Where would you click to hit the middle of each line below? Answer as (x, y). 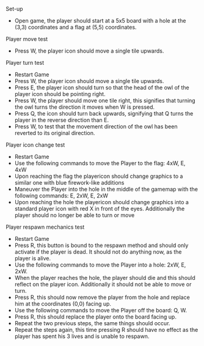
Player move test (27, 39)
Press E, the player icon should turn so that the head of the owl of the (102, 87)
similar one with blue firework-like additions (69, 182)
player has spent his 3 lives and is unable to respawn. (82, 336)
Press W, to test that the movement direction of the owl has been (96, 127)
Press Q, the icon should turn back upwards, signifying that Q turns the (104, 113)
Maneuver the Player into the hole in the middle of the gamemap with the (106, 189)
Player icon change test (35, 145)
